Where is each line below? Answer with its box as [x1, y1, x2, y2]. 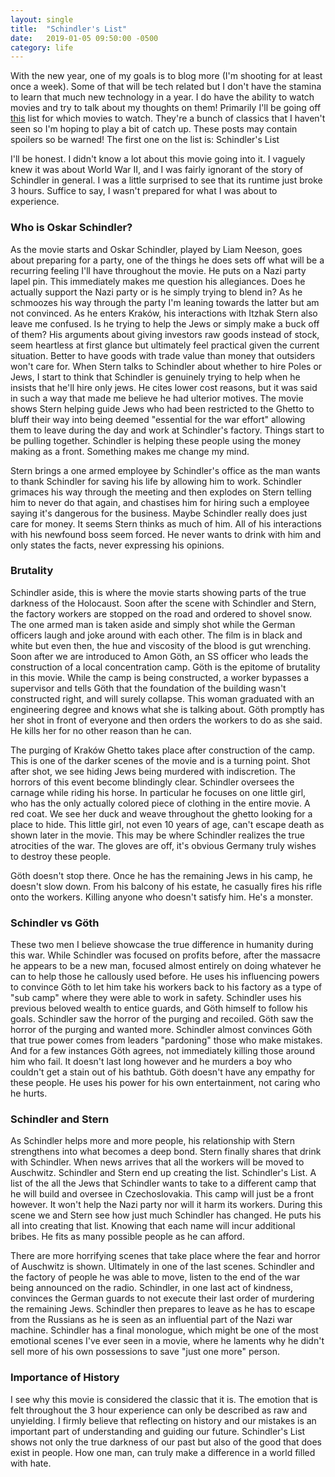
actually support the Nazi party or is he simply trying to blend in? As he [10, 286, 303, 298]
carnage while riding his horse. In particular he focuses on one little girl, [10, 786, 307, 798]
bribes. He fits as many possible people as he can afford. [10, 1231, 245, 1243]
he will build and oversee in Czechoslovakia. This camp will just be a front [10, 1188, 315, 1200]
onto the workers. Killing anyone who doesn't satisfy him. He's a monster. [10, 891, 314, 903]
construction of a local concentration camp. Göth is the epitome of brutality [10, 661, 321, 673]
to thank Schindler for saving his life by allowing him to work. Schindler [10, 475, 302, 487]
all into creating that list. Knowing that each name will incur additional [10, 1220, 296, 1232]
